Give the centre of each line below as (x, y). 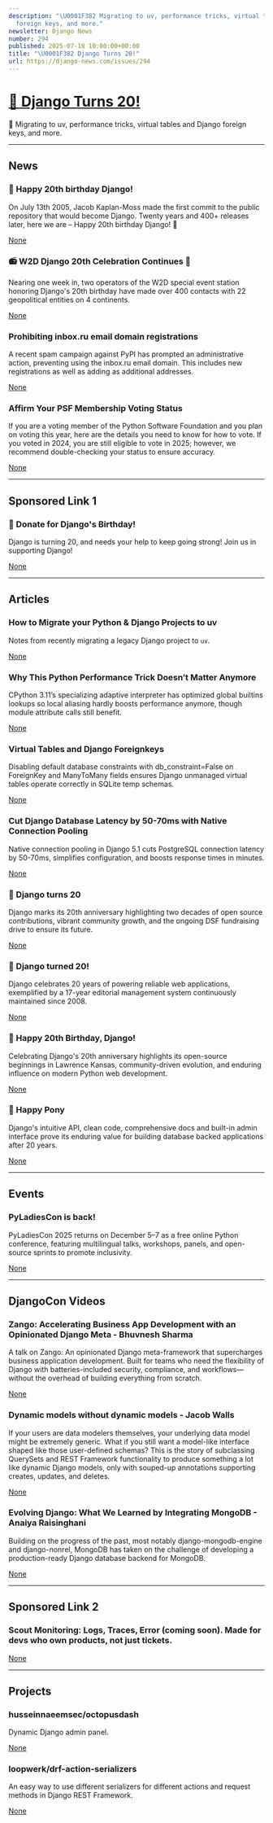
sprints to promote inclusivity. (83, 1252)
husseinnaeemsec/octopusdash (74, 1714)
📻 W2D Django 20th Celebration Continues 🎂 (100, 261)
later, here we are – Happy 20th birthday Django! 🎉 (93, 224)
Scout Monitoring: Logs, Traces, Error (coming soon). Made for (135, 1630)
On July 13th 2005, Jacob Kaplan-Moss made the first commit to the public (134, 207)
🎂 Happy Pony (37, 1110)
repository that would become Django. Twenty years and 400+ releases (129, 216)
